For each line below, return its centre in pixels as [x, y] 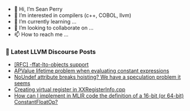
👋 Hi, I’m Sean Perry [38, 9]
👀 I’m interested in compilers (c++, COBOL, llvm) [72, 15]
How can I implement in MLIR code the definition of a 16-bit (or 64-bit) [99, 96]
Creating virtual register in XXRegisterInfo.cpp [69, 90]
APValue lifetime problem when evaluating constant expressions [91, 71]
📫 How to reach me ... [41, 34]
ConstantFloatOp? [36, 102]
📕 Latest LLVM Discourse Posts [51, 52]
